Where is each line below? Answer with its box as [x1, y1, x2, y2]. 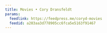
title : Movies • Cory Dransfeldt [5, 7, 72, 12]
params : [5, 12, 21, 16]
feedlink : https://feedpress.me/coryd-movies [9, 16, 103, 21]
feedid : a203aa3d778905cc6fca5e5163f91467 [9, 20, 96, 26]
